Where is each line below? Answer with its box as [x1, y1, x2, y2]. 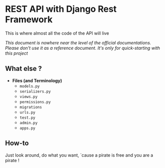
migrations [19, 104, 42, 109]
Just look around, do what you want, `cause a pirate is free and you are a [5, 152, 154, 158]
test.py [19, 115, 35, 120]
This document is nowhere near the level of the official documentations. [5, 39, 152, 45]
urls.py [19, 110, 35, 115]
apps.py [19, 126, 35, 131]
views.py [19, 94, 38, 99]
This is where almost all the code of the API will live [5, 30, 109, 36]
